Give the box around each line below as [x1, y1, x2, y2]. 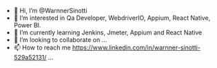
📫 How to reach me [13, 43, 71, 52]
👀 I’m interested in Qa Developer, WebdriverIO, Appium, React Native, [13, 14, 211, 22]
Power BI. [13, 21, 41, 29]
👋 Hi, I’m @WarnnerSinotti [13, 7, 87, 14]
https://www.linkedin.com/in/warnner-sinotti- [72, 43, 201, 52]
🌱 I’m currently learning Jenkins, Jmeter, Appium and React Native [13, 28, 203, 36]
